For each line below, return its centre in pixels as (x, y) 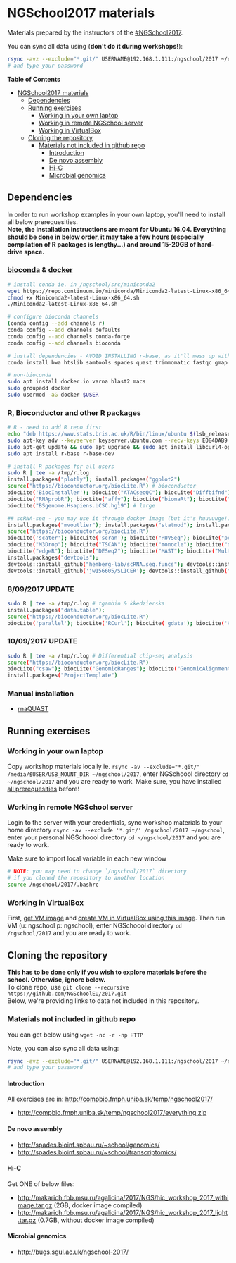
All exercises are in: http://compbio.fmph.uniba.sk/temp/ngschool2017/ (110, 1099)
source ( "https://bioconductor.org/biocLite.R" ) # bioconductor (102, 486)
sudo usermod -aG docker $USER (53, 395)
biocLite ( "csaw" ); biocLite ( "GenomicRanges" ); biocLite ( (92, 669)
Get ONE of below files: (41, 1184)
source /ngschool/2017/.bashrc (53, 885)
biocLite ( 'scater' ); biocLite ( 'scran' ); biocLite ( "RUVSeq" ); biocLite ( (114, 538)
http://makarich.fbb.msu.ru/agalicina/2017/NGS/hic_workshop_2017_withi (123, 1197)
